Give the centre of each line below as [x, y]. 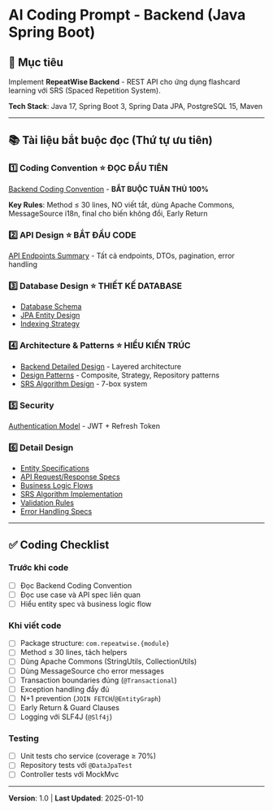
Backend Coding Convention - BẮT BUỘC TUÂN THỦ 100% [108, 189]
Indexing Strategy [50, 324]
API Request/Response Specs [70, 477]
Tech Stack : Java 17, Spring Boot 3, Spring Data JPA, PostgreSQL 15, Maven [136, 106]
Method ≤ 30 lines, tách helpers [74, 652]
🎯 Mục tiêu [36, 62]
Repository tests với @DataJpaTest [76, 765]
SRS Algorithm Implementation [71, 495]
